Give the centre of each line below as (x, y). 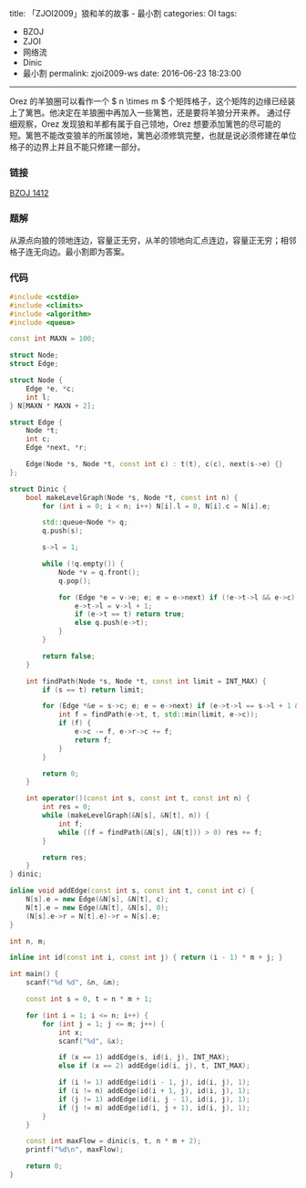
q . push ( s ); (63, 531)
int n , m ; (28, 941)
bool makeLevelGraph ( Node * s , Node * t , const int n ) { (132, 497)
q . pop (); (75, 581)
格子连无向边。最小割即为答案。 (69, 251)
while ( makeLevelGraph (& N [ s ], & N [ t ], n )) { (126, 816)
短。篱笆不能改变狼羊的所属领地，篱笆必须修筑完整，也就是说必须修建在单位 (153, 135)
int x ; (71, 1032)
